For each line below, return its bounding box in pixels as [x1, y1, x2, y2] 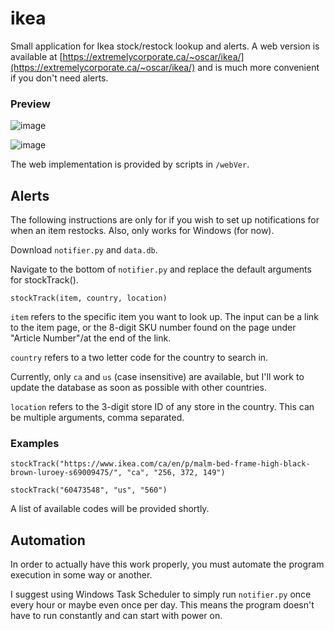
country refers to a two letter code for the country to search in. [10, 352, 269, 364]
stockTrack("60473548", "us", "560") [10, 485, 168, 496]
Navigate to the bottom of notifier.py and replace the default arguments [10, 263, 312, 276]
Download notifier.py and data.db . [10, 244, 158, 256]
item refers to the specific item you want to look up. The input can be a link [10, 311, 319, 323]
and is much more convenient [197, 61, 320, 73]
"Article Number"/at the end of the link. [10, 332, 172, 344]
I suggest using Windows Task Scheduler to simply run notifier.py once [10, 588, 312, 601]
